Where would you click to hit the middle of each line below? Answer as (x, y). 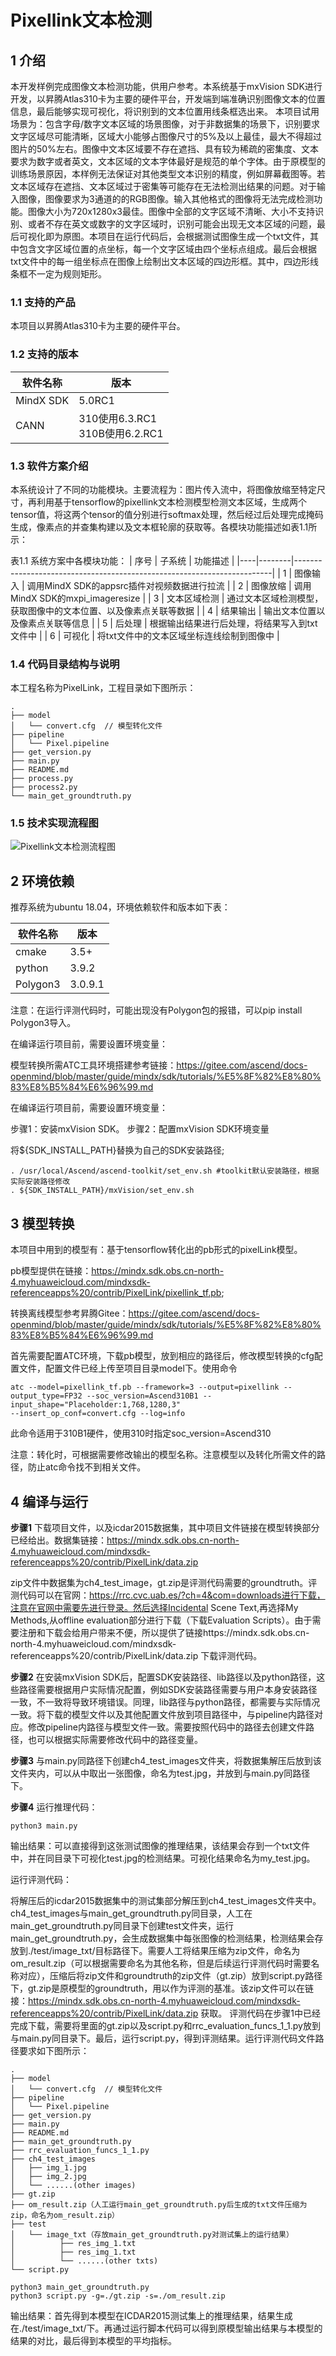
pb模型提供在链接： (51, 1271)
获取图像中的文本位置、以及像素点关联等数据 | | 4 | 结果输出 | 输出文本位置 (163, 610)
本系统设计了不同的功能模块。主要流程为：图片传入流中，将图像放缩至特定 (163, 489)
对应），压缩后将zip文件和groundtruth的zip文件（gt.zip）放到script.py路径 (170, 1975)
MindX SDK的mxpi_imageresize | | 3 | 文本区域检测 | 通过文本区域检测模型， (167, 598)
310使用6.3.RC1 (118, 418)
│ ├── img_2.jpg (48, 2176)
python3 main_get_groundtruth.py (80, 2287)
